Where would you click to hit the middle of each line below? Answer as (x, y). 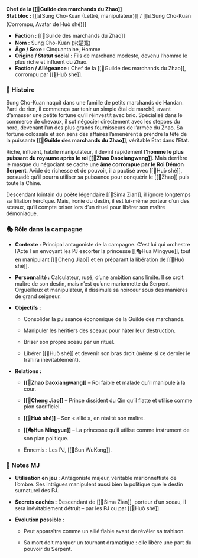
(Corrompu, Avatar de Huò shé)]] (46, 24)
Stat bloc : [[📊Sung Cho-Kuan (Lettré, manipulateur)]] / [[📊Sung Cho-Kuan (99, 16)
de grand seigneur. (38, 296)
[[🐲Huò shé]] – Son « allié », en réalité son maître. (84, 418)
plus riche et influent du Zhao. (51, 62)
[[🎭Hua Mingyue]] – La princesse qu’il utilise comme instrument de (107, 430)
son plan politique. (46, 438)
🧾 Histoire (20, 90)
